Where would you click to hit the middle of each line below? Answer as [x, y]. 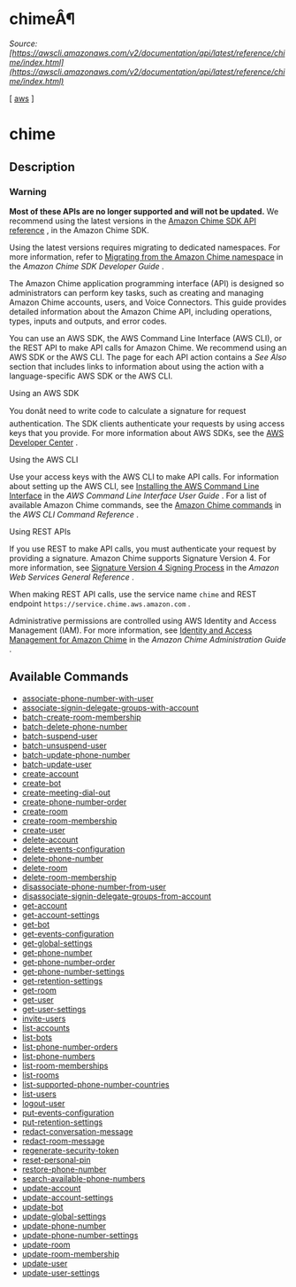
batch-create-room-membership [81, 717]
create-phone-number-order [74, 801]
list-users [39, 1094]
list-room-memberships [65, 1065]
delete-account [50, 839]
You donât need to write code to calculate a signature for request [128, 410]
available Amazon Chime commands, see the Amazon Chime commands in [145, 504]
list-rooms [41, 1075]
